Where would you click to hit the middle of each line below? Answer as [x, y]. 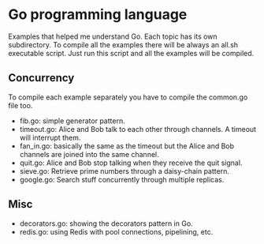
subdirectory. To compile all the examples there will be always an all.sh [123, 44]
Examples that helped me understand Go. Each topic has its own [113, 36]
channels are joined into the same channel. [89, 154]
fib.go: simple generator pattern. [72, 121]
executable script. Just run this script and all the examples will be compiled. [131, 53]
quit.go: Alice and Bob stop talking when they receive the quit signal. [131, 163]
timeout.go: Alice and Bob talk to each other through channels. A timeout [138, 129]
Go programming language [98, 15]
